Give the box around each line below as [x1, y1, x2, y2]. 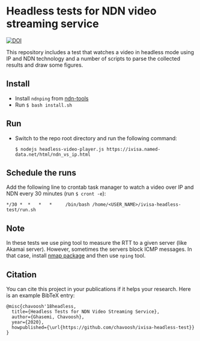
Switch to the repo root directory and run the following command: [14, 134, 177, 142]
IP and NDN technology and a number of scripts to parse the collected [6, 55, 180, 62]
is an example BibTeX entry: [6, 292, 75, 299]
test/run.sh [6, 207, 36, 213]
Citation [6, 269, 37, 280]
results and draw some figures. [6, 61, 83, 69]
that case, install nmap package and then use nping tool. [6, 252, 146, 259]
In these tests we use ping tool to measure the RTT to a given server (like [6, 239, 187, 247]
